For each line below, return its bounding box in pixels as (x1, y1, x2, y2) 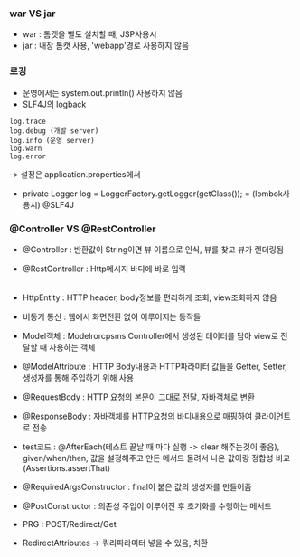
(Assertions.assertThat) (22, 462, 111, 473)
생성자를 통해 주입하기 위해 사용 (22, 372, 134, 382)
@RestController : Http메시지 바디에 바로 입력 (22, 263, 187, 274)
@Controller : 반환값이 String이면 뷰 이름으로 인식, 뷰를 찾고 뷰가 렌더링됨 (22, 243, 285, 255)
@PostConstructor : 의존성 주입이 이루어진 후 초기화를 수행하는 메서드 (22, 500, 272, 511)
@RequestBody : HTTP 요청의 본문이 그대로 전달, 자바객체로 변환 (22, 392, 256, 402)
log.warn (9, 144, 42, 153)
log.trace (9, 117, 47, 126)
